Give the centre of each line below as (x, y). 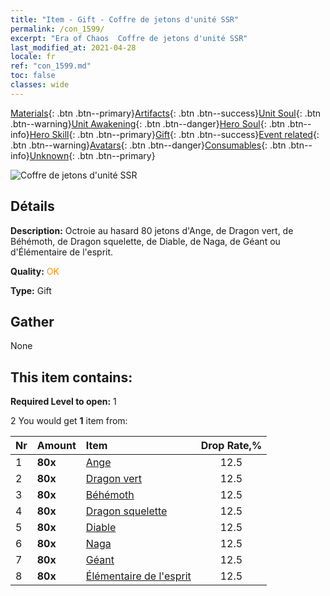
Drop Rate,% (231, 446)
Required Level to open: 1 (63, 402)
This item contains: (71, 377)
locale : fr (33, 57)
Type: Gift (31, 290)
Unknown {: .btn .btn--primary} (92, 155)
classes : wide (40, 85)
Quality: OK (35, 271)
